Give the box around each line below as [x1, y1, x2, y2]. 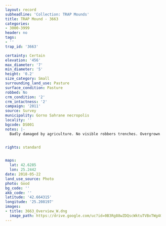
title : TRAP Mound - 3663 [5, 16, 58, 21]
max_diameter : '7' [5, 62, 43, 67]
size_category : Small [5, 76, 50, 81]
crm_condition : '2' [5, 95, 45, 100]
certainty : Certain [5, 53, 45, 58]
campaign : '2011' [5, 104, 41, 109]
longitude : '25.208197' [5, 199, 54, 205]
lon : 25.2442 [9, 167, 37, 172]
